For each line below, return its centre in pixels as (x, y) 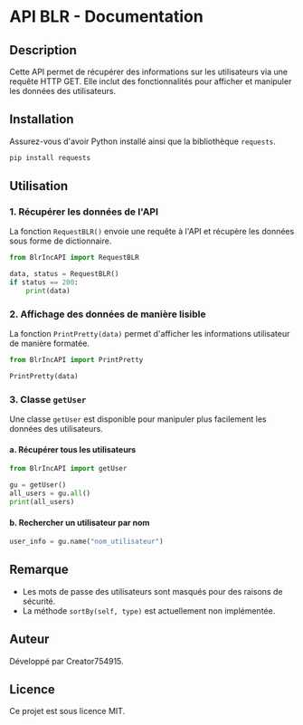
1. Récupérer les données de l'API (84, 212)
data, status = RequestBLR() (64, 274)
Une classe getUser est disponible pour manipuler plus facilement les (138, 419)
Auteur (29, 639)
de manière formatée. (50, 343)
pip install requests (50, 157)
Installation (42, 119)
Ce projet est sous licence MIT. (67, 711)
